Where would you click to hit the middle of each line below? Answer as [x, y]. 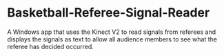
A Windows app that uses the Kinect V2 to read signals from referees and [111, 32]
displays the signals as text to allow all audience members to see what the [112, 39]
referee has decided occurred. [51, 46]
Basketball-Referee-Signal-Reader [109, 13]
